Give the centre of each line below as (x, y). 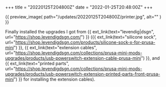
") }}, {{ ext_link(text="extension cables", (55, 47)
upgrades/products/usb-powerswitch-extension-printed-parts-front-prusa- (83, 74)
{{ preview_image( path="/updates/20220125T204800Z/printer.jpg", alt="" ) (83, 17)
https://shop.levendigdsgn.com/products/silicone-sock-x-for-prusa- (85, 42)
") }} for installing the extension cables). (54, 79)
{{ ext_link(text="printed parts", (37, 63)
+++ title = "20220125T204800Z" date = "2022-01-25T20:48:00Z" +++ (79, 7)
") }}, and (150, 58)
